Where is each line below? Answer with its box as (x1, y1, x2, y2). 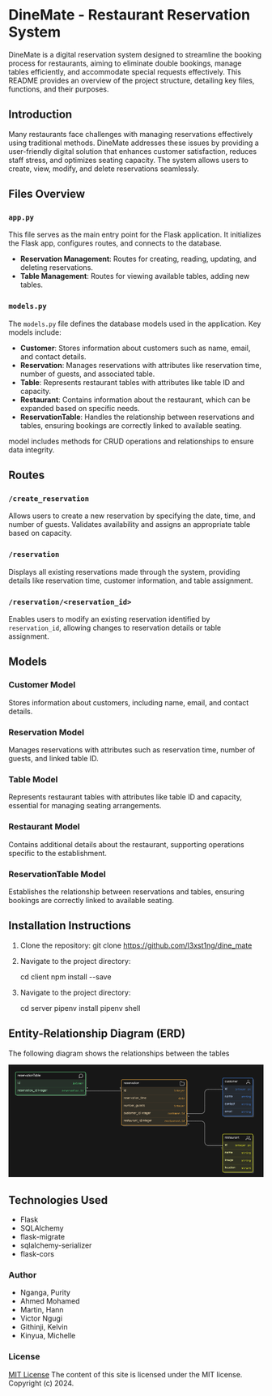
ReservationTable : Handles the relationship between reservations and (19, 412, 255, 422)
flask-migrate (19, 1232, 66, 1242)
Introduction (8, 108, 73, 122)
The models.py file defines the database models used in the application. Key (8, 319, 261, 328)
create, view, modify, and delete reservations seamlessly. (8, 164, 200, 173)
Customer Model (8, 679, 76, 691)
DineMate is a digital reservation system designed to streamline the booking (8, 49, 261, 59)
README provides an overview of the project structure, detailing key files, (8, 75, 255, 85)
